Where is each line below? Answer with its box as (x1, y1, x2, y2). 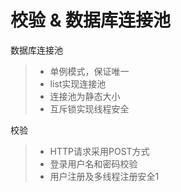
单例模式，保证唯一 (49, 65, 130, 77)
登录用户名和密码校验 (49, 157, 138, 170)
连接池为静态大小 (49, 90, 121, 102)
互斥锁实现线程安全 (49, 102, 130, 115)
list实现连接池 (49, 77, 107, 90)
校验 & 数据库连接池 (10, 9, 172, 32)
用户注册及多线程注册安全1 (49, 170, 160, 182)
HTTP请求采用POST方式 (49, 145, 150, 157)
